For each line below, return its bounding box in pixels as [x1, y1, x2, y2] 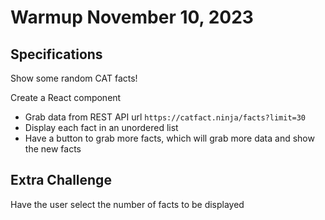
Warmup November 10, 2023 [10, 6, 254, 29]
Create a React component [10, 92, 122, 103]
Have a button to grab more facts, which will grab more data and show [24, 132, 315, 144]
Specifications [10, 46, 103, 63]
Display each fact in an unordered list [24, 122, 179, 133]
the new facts [24, 143, 82, 155]
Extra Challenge [10, 172, 112, 189]
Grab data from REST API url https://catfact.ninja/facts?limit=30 [24, 111, 307, 123]
